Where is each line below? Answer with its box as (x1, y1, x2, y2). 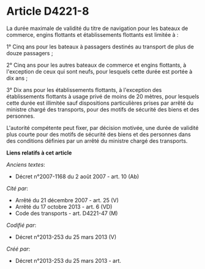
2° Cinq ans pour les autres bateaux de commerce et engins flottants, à (6, 61, 187, 69)
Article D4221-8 (6, 4, 89, 18)
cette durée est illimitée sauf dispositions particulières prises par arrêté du (6, 99, 194, 107)
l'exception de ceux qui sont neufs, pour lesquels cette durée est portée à (6, 67, 193, 75)
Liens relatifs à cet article (6, 149, 72, 156)
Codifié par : (6, 221, 37, 229)
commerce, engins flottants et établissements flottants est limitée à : (6, 31, 179, 38)
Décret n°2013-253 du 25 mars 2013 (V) (15, 233, 117, 240)
